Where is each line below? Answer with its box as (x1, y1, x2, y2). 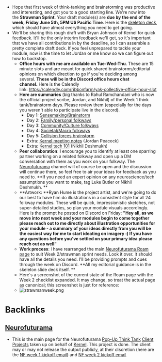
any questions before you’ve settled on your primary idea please (19, 236, 153, 241)
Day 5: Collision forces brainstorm (26, 133, 95, 139)
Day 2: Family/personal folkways (26, 117, 92, 123)
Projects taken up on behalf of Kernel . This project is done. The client (12, 342, 151, 347)
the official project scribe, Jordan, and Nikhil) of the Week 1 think (19, 97, 149, 102)
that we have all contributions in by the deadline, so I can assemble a (12, 40, 150, 46)
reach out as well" (19, 241, 57, 247)
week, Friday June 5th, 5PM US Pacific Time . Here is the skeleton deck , (12, 19, 158, 25)
